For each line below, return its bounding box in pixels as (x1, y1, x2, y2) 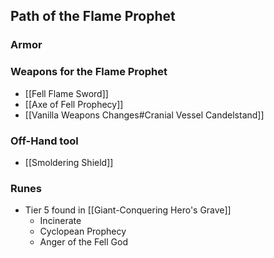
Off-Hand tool (10, 134, 79, 148)
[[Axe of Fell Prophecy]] (24, 98, 124, 110)
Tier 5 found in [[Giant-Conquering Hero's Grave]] (24, 204, 232, 216)
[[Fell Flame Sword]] (24, 87, 109, 99)
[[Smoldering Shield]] (24, 156, 114, 168)
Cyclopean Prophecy (39, 225, 127, 238)
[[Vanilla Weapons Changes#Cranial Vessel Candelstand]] (24, 109, 265, 121)
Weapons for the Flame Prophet (10, 65, 168, 79)
